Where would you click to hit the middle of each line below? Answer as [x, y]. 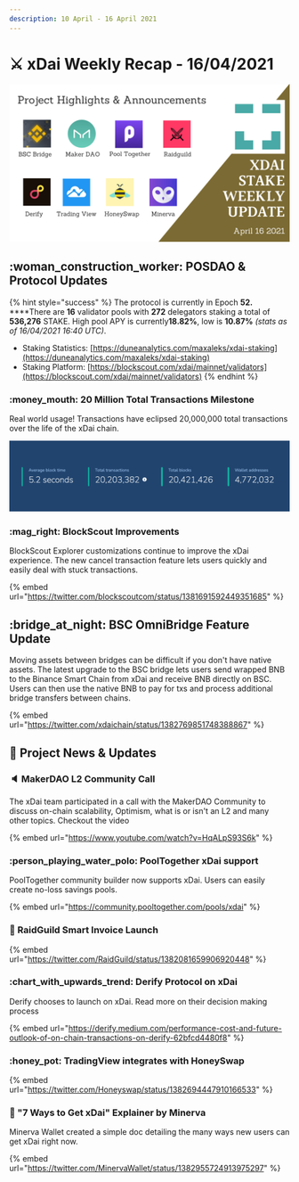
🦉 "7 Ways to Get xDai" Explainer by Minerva [108, 1112]
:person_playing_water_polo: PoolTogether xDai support [134, 860]
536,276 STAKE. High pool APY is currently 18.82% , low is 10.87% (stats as [148, 321]
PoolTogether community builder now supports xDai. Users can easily [137, 880]
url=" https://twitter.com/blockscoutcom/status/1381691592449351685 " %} [147, 596]
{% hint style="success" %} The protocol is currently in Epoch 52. [131, 302]
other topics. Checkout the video [69, 820]
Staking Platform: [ [56, 366]
